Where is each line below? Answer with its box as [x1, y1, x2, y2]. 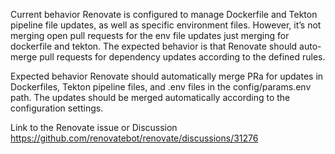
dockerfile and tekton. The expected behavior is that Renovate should [10, 40, 298, 52]
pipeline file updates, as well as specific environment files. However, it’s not [10, 19, 322, 31]
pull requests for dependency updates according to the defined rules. [39, 51, 326, 63]
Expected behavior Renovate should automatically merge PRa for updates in [10, 70, 324, 82]
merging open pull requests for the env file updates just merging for [10, 30, 290, 41]
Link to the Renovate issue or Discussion [10, 122, 178, 133]
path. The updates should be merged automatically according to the [10, 92, 291, 103]
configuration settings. [10, 102, 104, 114]
